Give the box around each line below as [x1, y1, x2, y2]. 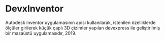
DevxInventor [5, 3, 64, 14]
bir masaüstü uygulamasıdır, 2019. [5, 30, 77, 36]
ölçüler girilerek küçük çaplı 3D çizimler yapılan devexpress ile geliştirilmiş [5, 24, 160, 30]
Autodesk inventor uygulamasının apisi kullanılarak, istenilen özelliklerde [5, 19, 156, 25]
